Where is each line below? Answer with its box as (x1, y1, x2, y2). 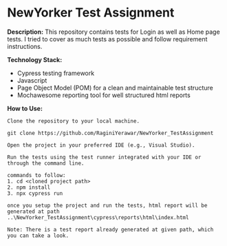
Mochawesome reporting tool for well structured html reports (17, 91, 191, 99)
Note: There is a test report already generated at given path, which (7, 226, 214, 233)
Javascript (17, 76, 47, 84)
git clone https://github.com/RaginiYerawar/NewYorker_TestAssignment (7, 130, 214, 136)
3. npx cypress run (7, 189, 63, 197)
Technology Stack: (7, 55, 63, 63)
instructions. (7, 42, 43, 50)
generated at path (7, 208, 60, 215)
